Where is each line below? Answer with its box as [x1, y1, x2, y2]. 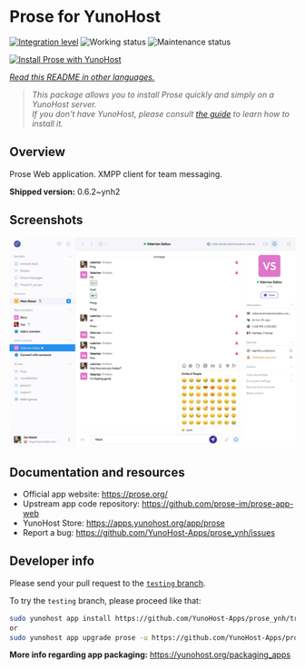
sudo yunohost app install [9, 614, 112, 623]
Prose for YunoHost [9, 6, 162, 27]
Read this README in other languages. [9, 71, 155, 83]
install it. [31, 118, 64, 129]
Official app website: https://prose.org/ [22, 488, 168, 499]
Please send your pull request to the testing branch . [9, 577, 206, 588]
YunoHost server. [31, 98, 97, 110]
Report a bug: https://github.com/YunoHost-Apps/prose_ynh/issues [22, 527, 275, 537]
